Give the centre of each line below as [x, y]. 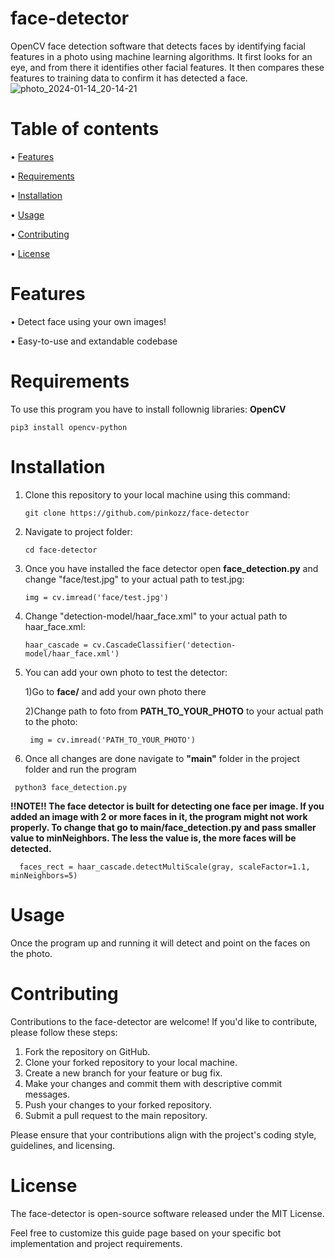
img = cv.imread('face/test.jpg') [96, 597]
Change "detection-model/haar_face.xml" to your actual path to [156, 616]
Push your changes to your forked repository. [118, 1104]
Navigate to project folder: [78, 531]
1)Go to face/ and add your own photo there [115, 691]
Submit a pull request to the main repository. [116, 1115]
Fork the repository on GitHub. [87, 1051]
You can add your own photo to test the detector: [126, 672]
